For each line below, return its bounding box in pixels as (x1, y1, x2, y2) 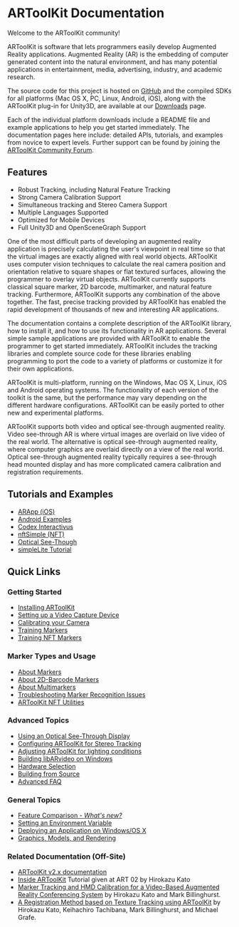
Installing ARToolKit (17, 604, 75, 612)
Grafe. (17, 913, 37, 922)
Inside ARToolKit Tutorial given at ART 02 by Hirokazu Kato (17, 875, 191, 884)
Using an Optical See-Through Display (17, 732, 130, 740)
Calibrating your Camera (17, 618, 90, 627)
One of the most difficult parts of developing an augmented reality (7, 237, 201, 245)
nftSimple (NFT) (17, 529, 65, 539)
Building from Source (17, 770, 80, 778)
